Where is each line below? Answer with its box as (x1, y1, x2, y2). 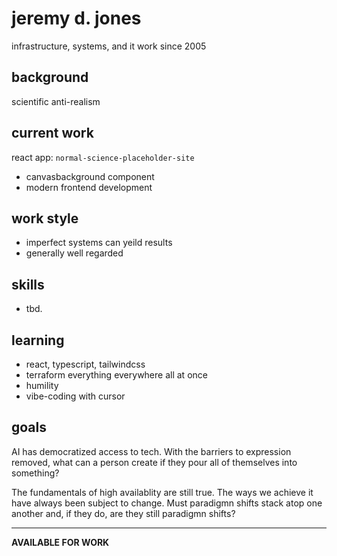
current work (11, 125, 94, 142)
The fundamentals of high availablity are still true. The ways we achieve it (11, 486, 314, 498)
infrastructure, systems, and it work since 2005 (11, 40, 207, 52)
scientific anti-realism (11, 95, 101, 107)
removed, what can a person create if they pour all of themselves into (11, 456, 298, 468)
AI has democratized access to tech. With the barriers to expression (11, 445, 292, 457)
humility (25, 380, 59, 391)
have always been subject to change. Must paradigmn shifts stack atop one (11, 497, 323, 509)
